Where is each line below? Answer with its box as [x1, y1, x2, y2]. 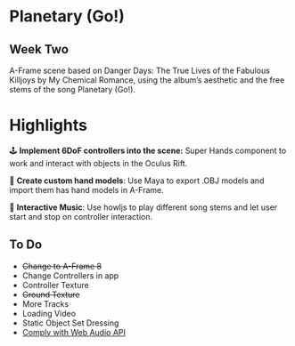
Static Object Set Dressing [21, 318, 119, 328]
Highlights [9, 116, 87, 135]
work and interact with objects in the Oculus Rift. [9, 157, 188, 168]
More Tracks [21, 298, 70, 309]
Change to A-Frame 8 [21, 261, 102, 271]
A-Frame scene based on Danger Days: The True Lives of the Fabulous [9, 65, 270, 76]
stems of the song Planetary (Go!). [9, 84, 136, 94]
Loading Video [21, 308, 77, 318]
